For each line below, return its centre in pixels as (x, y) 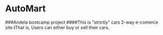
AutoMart (26, 9)
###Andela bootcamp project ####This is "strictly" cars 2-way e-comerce (82, 22)
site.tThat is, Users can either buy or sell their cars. (57, 27)
